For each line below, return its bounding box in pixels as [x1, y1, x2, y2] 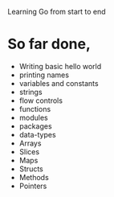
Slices [18, 146, 40, 156]
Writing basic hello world [18, 61, 102, 71]
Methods [18, 172, 49, 182]
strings [18, 87, 43, 96]
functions [18, 104, 51, 113]
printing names [18, 70, 70, 80]
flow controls [18, 96, 63, 105]
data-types [18, 129, 57, 139]
